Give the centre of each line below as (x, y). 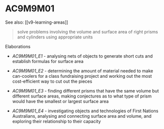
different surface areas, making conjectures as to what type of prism (82, 96)
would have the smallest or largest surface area (61, 101)
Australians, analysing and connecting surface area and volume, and (82, 116)
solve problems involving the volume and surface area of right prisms (88, 32)
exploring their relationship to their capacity (56, 121)
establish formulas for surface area (48, 61)
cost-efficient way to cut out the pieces (52, 81)
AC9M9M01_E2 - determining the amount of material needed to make (83, 71)
